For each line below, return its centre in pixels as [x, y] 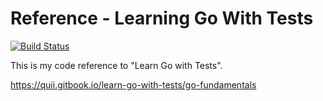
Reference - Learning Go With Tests [162, 18]
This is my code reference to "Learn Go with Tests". [116, 65]
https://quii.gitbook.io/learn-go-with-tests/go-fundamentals [133, 84]
